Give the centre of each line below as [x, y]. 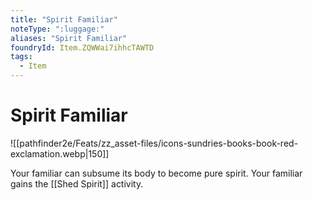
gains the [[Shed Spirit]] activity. [77, 183]
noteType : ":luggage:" [57, 29]
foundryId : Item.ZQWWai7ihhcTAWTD [82, 47]
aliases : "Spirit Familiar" [69, 38]
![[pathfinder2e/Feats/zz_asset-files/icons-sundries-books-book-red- [154, 143]
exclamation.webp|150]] [60, 153]
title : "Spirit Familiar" [64, 19]
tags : [21, 57]
